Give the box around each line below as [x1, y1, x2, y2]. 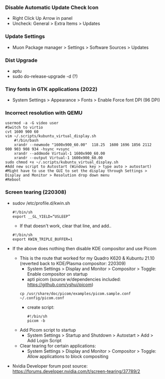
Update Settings [5, 33, 45, 40]
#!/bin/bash [14, 138, 39, 143]
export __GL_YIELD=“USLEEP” [12, 214, 70, 219]
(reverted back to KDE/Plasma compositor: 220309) [19, 260, 126, 266]
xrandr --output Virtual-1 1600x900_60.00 [14, 156, 103, 161]
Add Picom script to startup [19, 327, 76, 333]
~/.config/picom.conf [19, 295, 64, 300]
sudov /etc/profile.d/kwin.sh [12, 200, 70, 206]
